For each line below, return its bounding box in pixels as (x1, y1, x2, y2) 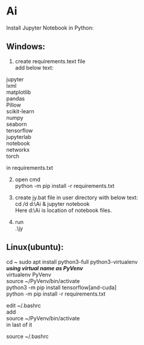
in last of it (6, 321, 33, 328)
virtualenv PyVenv (6, 271, 51, 278)
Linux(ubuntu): (6, 242, 64, 252)
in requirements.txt (6, 164, 53, 171)
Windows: (6, 42, 46, 52)
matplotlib (6, 89, 31, 96)
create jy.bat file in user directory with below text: (14, 194, 139, 201)
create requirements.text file (14, 57, 86, 64)
